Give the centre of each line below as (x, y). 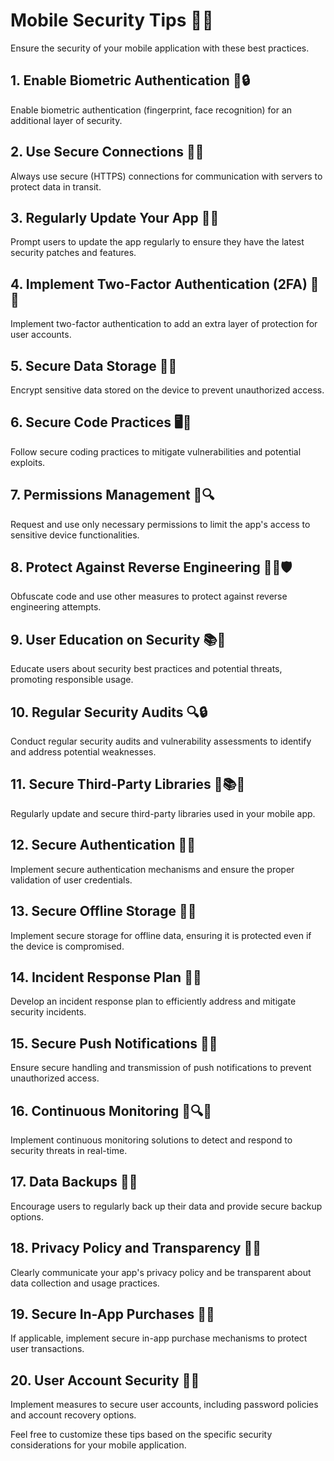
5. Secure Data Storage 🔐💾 (94, 365)
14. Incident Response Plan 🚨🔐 (106, 977)
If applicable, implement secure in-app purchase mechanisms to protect (159, 1338)
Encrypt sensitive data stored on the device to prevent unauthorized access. (167, 390)
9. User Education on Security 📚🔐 (118, 639)
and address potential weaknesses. (83, 752)
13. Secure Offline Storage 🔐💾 (103, 911)
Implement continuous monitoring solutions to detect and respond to (151, 1140)
